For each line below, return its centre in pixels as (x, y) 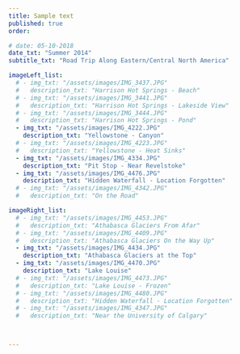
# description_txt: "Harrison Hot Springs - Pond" (106, 121)
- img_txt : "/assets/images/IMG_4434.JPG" (88, 248)
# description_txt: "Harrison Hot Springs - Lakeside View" (122, 105)
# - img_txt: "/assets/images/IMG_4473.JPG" (92, 278)
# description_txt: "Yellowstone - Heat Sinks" (101, 151)
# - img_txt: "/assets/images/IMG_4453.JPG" (92, 218)
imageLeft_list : (36, 75)
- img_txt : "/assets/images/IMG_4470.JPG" (88, 263)
